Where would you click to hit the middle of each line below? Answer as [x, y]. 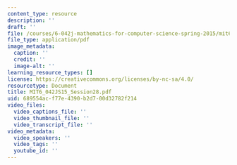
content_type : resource [42, 14]
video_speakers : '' [42, 138]
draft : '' [22, 27]
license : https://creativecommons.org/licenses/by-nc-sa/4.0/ [101, 79]
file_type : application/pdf [49, 40]
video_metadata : [31, 131]
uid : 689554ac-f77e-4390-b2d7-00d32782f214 [72, 99]
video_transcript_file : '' [53, 125]
